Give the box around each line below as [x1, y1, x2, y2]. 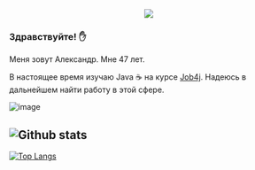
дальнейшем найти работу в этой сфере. [9, 84, 165, 96]
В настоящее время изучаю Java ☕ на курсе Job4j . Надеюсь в [9, 72, 247, 82]
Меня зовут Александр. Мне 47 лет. [9, 54, 145, 65]
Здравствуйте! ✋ [9, 30, 87, 42]
